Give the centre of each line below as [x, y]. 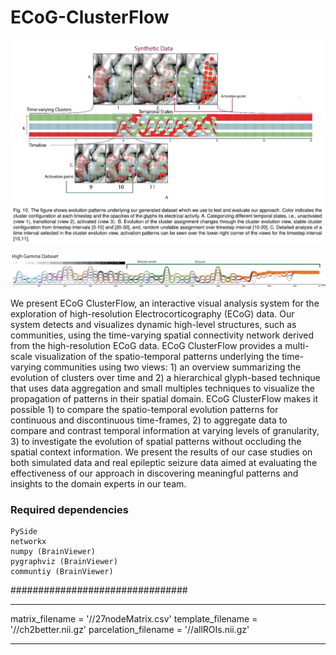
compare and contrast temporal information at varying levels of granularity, [165, 430]
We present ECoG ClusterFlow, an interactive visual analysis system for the [165, 303]
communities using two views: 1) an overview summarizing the [172, 367]
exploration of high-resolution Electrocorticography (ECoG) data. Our [152, 313]
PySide [24, 532]
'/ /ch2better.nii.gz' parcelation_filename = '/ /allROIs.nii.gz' [130, 630]
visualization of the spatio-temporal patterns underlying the [157, 356]
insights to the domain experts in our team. [98, 483]
